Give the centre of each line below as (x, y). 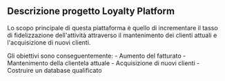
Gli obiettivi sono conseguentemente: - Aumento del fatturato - (97, 56)
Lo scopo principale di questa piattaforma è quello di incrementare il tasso (113, 27)
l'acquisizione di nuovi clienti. (49, 42)
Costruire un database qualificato (55, 70)
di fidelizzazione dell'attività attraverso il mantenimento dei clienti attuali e (112, 35)
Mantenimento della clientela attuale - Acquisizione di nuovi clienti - (104, 63)
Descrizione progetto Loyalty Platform (91, 11)
